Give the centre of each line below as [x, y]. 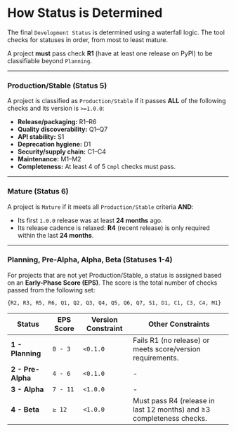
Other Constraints [179, 324]
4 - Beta [25, 410]
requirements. [156, 358]
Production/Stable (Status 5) [57, 86]
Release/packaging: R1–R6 [57, 122]
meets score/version [167, 349]
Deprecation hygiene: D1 [54, 144]
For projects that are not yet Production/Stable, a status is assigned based [114, 275]
